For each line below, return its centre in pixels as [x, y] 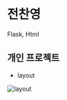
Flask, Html [23, 34]
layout [26, 75]
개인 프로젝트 [33, 58]
